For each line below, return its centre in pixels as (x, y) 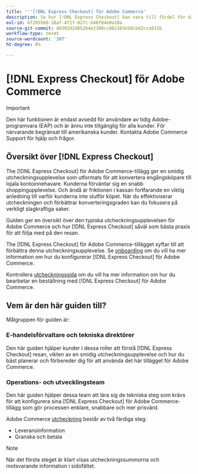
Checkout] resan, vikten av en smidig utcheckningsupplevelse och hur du (95, 354)
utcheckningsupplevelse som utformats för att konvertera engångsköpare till (99, 177)
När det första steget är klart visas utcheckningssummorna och (83, 460)
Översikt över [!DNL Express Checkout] (80, 157)
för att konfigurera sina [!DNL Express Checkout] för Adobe (78, 401)
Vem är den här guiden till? (56, 306)
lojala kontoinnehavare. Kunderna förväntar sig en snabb (75, 183)
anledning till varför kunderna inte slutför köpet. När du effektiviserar (89, 196)
